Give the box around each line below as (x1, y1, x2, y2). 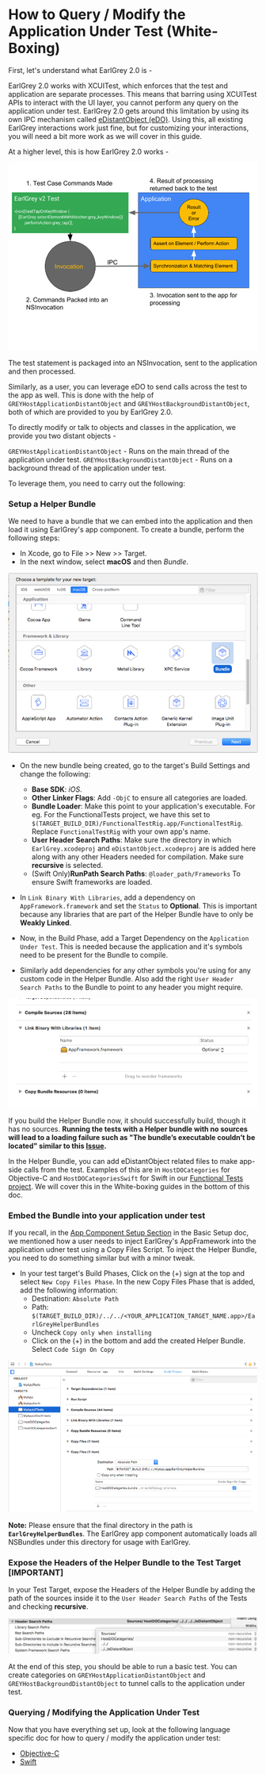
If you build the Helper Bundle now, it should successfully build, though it (8, 1115, 247, 1125)
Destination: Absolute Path (31, 1294, 120, 1303)
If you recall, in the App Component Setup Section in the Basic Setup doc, (8, 1228, 249, 1237)
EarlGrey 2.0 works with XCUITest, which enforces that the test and (8, 81, 228, 90)
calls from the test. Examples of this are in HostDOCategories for (23, 1165, 231, 1174)
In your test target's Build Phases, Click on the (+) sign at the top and (19, 1269, 245, 1278)
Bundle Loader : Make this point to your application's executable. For (31, 801, 256, 811)
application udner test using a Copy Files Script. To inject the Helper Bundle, (8, 1245, 257, 1254)
